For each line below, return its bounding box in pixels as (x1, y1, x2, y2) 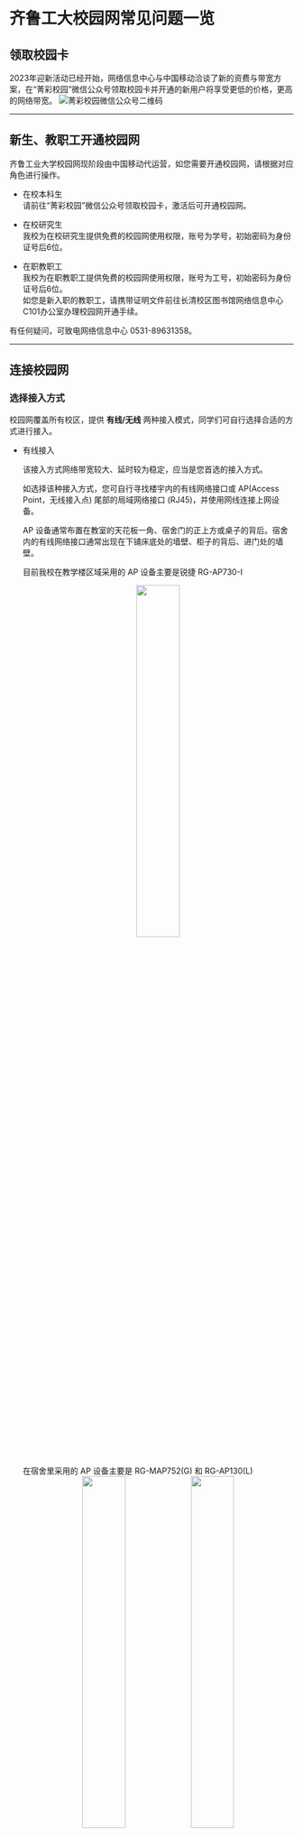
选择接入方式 (9, 392, 66, 404)
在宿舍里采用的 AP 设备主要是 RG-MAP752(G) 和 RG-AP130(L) (22, 1465, 253, 1476)
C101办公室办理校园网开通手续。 (22, 306, 143, 317)
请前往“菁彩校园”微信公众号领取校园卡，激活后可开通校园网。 (22, 199, 252, 210)
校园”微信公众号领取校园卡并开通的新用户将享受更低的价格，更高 (52, 84, 293, 95)
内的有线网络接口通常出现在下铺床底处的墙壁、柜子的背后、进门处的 (22, 536, 276, 547)
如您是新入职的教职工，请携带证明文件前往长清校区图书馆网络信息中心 (22, 294, 284, 305)
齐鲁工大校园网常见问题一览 (9, 8, 216, 29)
